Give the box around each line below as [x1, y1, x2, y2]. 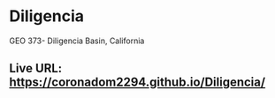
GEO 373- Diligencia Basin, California [9, 35, 145, 46]
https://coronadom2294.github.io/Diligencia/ [9, 75, 266, 90]
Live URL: [9, 61, 63, 76]
